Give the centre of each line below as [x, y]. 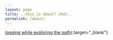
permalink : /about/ [25, 19]
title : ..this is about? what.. [38, 14]
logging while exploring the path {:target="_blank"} [56, 33]
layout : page [19, 10]
